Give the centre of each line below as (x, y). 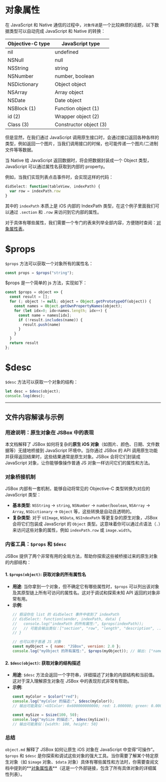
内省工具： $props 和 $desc (36, 544)
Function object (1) (77, 108)
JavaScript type (81, 44)
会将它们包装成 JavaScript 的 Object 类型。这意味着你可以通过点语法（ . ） (86, 524)
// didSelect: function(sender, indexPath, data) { (66, 619)
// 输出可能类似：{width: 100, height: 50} (55, 724)
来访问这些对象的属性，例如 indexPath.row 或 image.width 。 (73, 530)
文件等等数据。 (20, 150)
